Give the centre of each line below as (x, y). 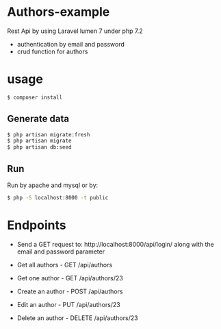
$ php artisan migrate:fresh (49, 134)
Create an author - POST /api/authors (70, 291)
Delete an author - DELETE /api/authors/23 (77, 318)
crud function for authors (52, 51)
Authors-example (58, 12)
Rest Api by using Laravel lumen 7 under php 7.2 (75, 31)
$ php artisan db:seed (39, 147)
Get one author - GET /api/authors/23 (70, 278)
